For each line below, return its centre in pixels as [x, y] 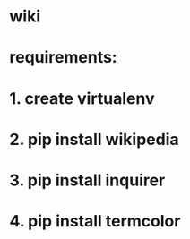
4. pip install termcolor [95, 222]
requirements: [64, 58]
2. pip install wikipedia [94, 139]
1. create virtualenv [82, 98]
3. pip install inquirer [87, 180]
